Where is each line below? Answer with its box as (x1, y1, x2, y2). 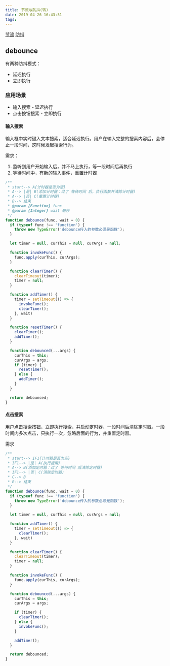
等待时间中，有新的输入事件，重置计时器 (12, 170, 97, 176)
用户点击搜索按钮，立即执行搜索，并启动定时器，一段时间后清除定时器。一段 (5, 424, 165, 430)
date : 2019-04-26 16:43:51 (5, 12, 62, 17)
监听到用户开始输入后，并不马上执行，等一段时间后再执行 (12, 163, 133, 169)
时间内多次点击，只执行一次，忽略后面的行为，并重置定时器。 (5, 430, 134, 436)
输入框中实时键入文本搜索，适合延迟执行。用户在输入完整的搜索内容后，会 (5, 135, 160, 141)
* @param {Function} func (7, 204, 62, 209)
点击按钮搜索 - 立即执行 (12, 110, 62, 117)
